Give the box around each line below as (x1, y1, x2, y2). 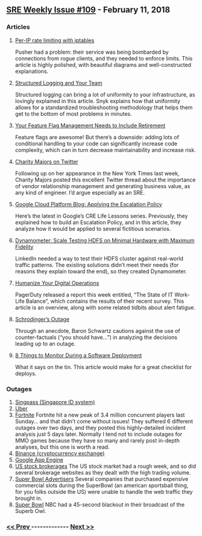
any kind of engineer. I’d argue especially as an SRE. (14, 189, 145, 196)
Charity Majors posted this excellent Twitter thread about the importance (14, 176, 196, 183)
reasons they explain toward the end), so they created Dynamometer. (14, 268, 188, 275)
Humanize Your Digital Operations (14, 279, 99, 286)
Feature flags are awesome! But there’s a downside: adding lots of (14, 133, 180, 140)
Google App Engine (14, 456, 63, 463)
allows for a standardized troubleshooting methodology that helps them (14, 104, 193, 111)
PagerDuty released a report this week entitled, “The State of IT (14, 291, 174, 298)
